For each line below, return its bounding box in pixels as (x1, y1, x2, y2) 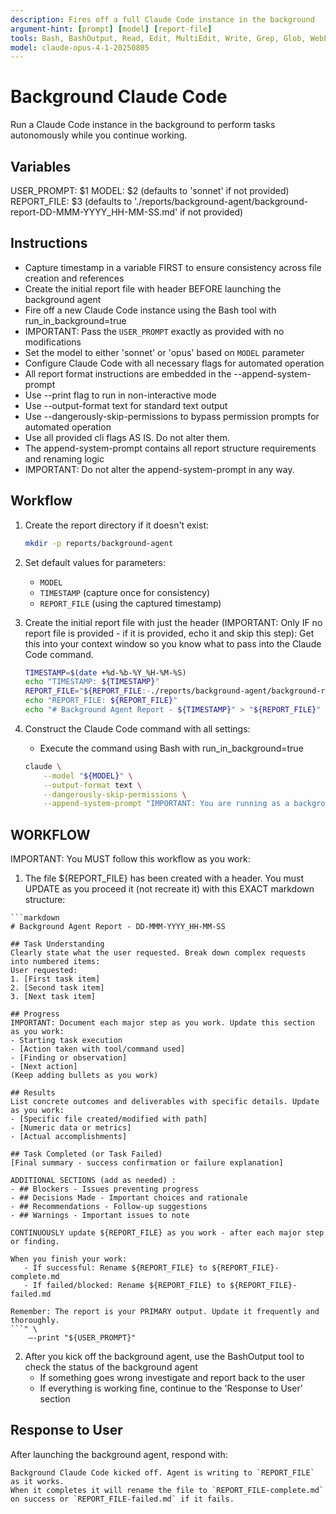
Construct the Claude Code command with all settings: (24, 722, 251, 735)
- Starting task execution (10, 1036, 123, 1046)
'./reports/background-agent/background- (134, 196, 309, 207)
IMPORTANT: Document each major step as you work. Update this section (10, 1018, 315, 1028)
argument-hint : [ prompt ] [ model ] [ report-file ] (10, 24, 213, 34)
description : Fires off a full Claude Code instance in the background (10, 14, 315, 25)
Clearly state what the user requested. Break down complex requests (10, 948, 307, 958)
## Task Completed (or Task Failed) (10, 1149, 163, 1160)
